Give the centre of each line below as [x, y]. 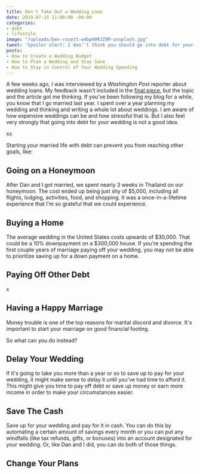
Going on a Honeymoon [51, 170]
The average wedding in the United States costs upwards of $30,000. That [98, 237]
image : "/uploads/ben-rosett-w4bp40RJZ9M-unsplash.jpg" [77, 39]
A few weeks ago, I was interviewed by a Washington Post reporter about [96, 84]
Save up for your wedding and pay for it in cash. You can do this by [89, 426]
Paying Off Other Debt [48, 275]
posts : [14, 51]
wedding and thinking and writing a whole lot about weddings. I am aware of [100, 110]
